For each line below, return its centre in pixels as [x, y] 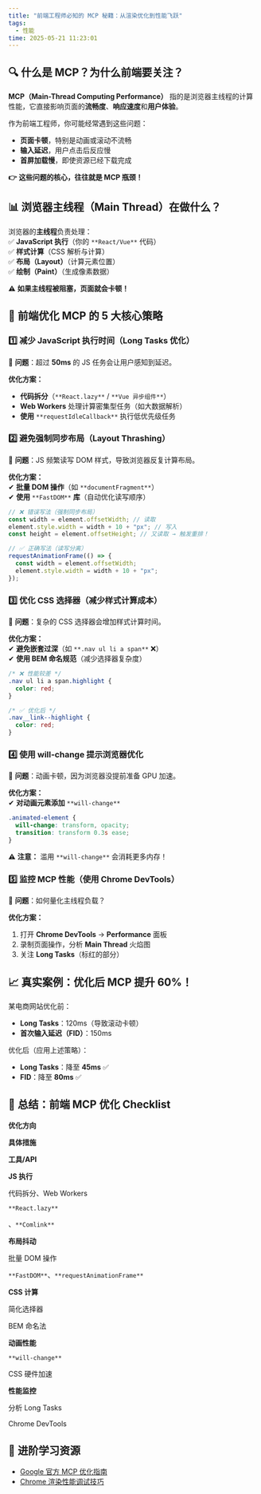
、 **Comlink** [31, 1224]
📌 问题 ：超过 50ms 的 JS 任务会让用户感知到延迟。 [92, 362]
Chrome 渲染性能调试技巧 [62, 1481]
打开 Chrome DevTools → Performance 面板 [93, 935]
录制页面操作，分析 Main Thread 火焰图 [85, 945]
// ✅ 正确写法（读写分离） [48, 549]
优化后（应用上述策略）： [49, 1049]
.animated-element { [43, 818]
